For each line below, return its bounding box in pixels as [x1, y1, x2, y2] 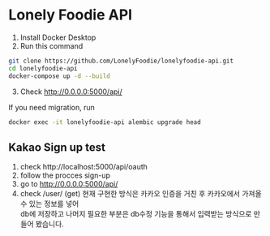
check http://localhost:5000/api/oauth [19, 162, 148, 172]
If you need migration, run [8, 102, 95, 112]
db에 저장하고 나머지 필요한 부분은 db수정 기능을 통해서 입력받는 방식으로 [19, 209, 252, 219]
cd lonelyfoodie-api [8, 64, 79, 72]
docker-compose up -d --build [8, 71, 111, 80]
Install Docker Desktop [19, 32, 96, 42]
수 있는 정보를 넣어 [19, 199, 79, 208]
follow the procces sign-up [19, 170, 111, 180]
